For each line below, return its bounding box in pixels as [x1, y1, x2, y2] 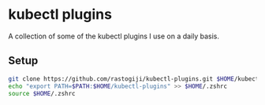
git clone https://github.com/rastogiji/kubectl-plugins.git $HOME [8, 74, 235, 83]
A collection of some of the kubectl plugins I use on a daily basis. [8, 31, 219, 41]
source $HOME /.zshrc [8, 89, 77, 97]
